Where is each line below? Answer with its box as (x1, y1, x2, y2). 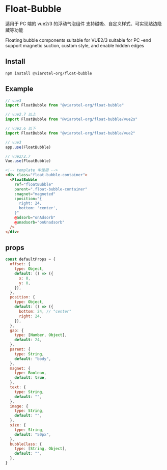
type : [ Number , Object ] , (14, 333, 67, 338)
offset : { (10, 262, 31, 267)
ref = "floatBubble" (14, 182, 53, 187)
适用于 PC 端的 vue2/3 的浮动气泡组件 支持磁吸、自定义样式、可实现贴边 (5, 20, 158, 26)
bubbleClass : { (10, 441, 42, 447)
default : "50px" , (14, 432, 51, 437)
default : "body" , (14, 356, 51, 362)
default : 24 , (14, 337, 42, 343)
